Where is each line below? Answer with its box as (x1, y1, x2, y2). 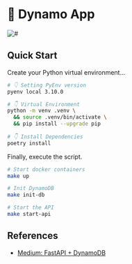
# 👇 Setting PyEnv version (7, 82, 87, 89)
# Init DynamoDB (7, 185, 54, 192)
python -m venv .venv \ (7, 108, 76, 115)
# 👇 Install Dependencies (7, 133, 83, 140)
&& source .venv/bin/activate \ (13, 114, 108, 121)
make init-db (7, 191, 45, 198)
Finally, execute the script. (7, 152, 83, 161)
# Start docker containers (7, 166, 85, 173)
